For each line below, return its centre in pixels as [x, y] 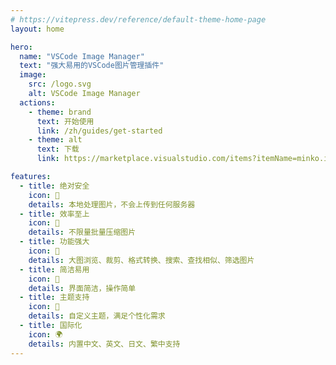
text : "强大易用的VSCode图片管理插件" [92, 66]
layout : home [37, 29]
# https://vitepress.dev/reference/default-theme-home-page [138, 19]
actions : [37, 102]
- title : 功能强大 [54, 242]
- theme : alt [55, 140]
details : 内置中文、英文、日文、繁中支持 [104, 344]
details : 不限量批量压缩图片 [82, 232]
